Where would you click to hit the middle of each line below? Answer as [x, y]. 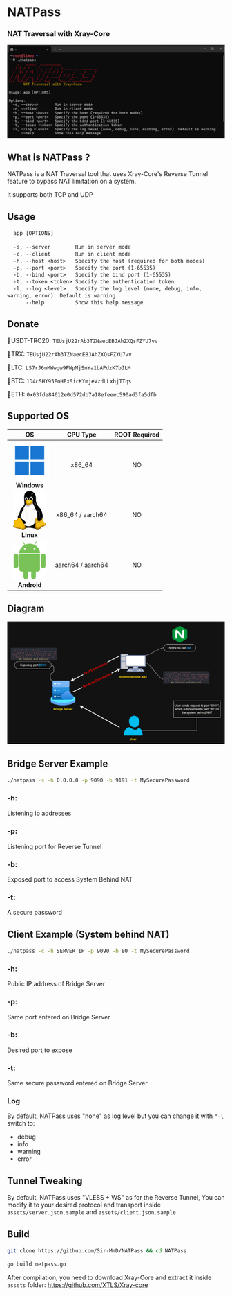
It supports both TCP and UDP [50, 195]
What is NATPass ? [49, 157]
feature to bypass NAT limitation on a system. [72, 182]
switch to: [21, 1123]
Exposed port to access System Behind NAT [70, 879]
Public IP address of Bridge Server [56, 984]
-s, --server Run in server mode [72, 247]
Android [30, 585]
